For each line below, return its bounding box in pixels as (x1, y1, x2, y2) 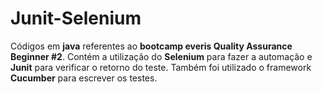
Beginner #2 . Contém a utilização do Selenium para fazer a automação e (10, 50, 313, 62)
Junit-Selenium (10, 7, 142, 30)
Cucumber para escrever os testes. (10, 72, 158, 84)
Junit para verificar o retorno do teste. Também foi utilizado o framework (10, 61, 312, 73)
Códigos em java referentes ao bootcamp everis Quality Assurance (10, 40, 293, 52)
